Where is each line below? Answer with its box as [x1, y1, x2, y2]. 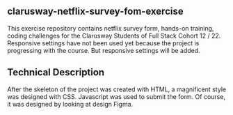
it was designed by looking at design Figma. [7, 100, 134, 108]
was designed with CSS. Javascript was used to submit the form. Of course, [7, 92, 226, 100]
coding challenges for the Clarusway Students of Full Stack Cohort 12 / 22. [7, 31, 221, 40]
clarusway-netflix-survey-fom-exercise [7, 6, 184, 17]
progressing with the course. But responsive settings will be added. [7, 46, 200, 54]
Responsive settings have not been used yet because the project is [7, 38, 200, 47]
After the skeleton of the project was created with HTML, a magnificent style [7, 85, 227, 93]
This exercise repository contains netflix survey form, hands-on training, [7, 24, 214, 32]
